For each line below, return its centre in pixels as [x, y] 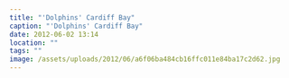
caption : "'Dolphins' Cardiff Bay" [76, 26]
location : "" [34, 43]
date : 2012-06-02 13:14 [54, 34]
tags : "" [26, 51]
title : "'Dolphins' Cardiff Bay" [72, 17]
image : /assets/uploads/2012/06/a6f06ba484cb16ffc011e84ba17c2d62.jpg [145, 59]
